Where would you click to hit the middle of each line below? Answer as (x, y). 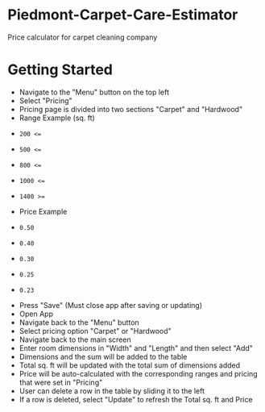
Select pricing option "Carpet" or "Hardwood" (95, 331)
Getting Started (60, 70)
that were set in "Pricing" (61, 382)
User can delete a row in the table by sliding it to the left (112, 391)
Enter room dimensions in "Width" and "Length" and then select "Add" (136, 347)
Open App (36, 314)
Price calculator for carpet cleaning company (83, 37)
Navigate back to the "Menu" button (79, 322)
